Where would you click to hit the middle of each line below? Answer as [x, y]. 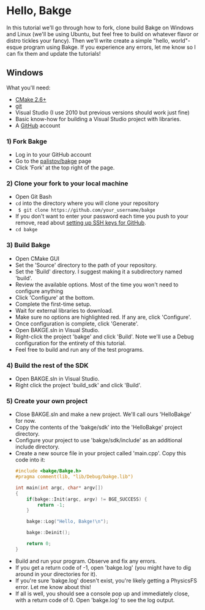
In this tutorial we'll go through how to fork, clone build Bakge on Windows [100, 28]
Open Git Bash [33, 197]
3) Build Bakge [28, 245]
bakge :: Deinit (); [48, 533]
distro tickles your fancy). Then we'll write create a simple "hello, [88, 40]
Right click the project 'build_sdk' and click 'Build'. [78, 385]
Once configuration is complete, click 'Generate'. [77, 323]
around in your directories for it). [56, 574]
